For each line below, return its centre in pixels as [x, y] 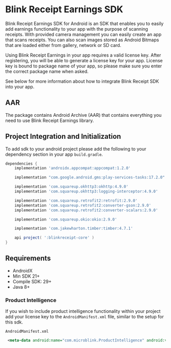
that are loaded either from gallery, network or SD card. [63, 45]
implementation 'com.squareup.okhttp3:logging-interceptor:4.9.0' [86, 192]
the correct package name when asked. [47, 71]
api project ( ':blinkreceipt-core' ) [54, 238]
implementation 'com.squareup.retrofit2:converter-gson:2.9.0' [83, 205]
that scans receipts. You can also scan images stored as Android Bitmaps [82, 40]
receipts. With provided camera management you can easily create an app [83, 34]
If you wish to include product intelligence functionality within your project [83, 311]
